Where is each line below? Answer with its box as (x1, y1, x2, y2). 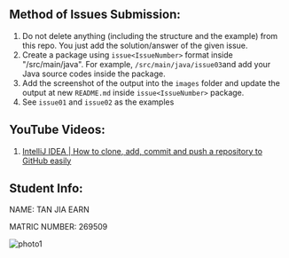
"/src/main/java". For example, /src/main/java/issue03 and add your (21, 59, 271, 69)
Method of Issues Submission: (9, 7, 182, 22)
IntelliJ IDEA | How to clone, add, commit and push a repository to (21, 145, 263, 156)
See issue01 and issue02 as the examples (21, 97, 175, 107)
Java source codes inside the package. (21, 68, 166, 79)
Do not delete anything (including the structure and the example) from (21, 30, 278, 41)
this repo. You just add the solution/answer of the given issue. (21, 40, 248, 51)
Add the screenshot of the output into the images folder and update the (21, 77, 281, 88)
